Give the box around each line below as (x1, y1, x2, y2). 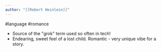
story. (12, 41, 24, 47)
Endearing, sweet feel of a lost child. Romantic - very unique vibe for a (12, 36, 157, 42)
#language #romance (5, 21, 49, 27)
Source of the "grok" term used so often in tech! (12, 30, 111, 36)
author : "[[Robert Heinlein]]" (5, 7, 70, 12)
